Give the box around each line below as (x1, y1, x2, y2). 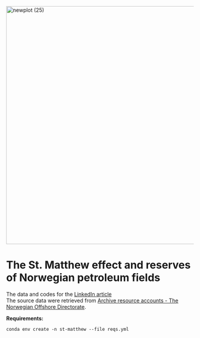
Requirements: (6, 315, 43, 322)
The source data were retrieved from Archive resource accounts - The (6, 297, 179, 304)
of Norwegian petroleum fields (6, 271, 161, 284)
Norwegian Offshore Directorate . (6, 303, 86, 310)
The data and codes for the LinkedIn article (6, 290, 112, 298)
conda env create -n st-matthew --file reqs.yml (6, 326, 129, 332)
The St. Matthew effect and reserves (6, 258, 191, 272)
